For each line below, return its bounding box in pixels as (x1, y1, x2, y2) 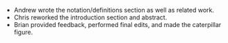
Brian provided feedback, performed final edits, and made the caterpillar (13, 21, 222, 28)
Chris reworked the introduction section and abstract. (13, 13, 168, 21)
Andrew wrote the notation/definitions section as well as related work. (13, 6, 214, 14)
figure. (13, 28, 33, 36)
